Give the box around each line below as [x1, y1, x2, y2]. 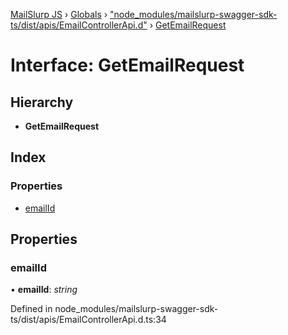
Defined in [10, 303, 53, 315]
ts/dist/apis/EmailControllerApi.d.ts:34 [10, 314, 167, 326]
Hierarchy [10, 94, 74, 111]
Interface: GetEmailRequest [10, 54, 245, 77]
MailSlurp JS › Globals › [10, 9, 108, 20]
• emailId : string [10, 284, 78, 296]
